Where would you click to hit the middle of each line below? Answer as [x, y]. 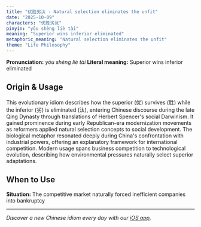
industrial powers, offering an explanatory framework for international [92, 142]
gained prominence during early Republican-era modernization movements [99, 122]
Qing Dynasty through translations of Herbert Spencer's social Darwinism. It [100, 116]
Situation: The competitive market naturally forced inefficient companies [96, 194]
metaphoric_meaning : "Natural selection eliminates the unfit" [87, 39]
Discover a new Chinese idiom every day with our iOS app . [79, 217]
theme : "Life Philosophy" [38, 45]
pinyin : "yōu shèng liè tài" [42, 28]
